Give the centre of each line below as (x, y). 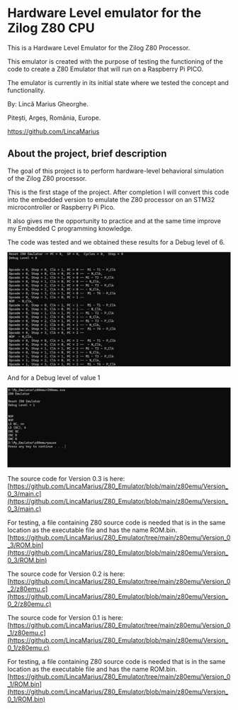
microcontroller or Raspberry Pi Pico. (61, 207)
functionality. (27, 90)
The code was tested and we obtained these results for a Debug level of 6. (116, 242)
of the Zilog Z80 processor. (47, 178)
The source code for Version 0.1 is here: (66, 618)
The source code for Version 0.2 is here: (66, 574)
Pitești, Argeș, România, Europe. (54, 118)
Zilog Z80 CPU (51, 28)
